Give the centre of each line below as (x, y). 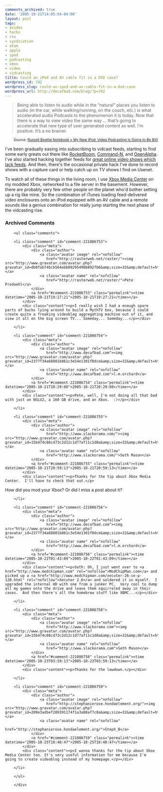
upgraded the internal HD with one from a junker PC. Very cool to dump (81, 584)
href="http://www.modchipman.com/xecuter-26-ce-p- (90, 576)
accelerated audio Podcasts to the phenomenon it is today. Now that (85, 116)
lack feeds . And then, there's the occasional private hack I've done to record (81, 164)
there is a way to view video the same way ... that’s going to (76, 121)
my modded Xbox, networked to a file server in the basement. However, (77, 184)
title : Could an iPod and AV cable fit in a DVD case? (62, 78)
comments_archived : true (30, 10)
